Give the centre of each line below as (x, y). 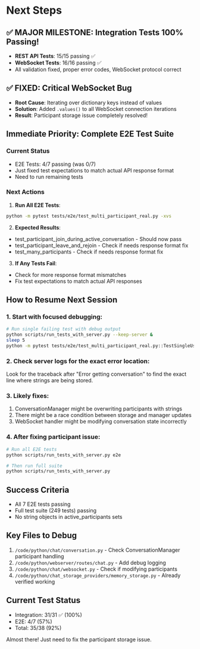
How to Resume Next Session (62, 300)
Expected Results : (38, 227)
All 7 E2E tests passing (43, 504)
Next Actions (25, 192)
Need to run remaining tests (49, 177)
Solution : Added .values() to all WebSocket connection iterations (96, 109)
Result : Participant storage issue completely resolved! (81, 115)
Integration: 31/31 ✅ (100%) (48, 614)
